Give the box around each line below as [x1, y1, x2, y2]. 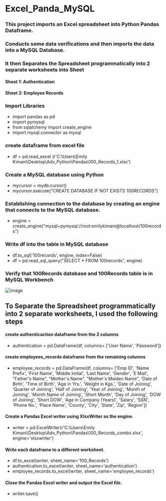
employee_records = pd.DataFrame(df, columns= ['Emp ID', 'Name [12, 365, 150, 371]
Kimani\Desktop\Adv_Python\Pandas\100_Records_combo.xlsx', [12, 430, 143, 436]
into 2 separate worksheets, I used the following [5, 310, 158, 318]
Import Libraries [5, 103, 45, 110]
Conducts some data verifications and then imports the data [5, 40, 155, 47]
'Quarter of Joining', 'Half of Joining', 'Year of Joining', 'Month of [12, 386, 146, 392]
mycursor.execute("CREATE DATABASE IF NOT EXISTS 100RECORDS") [12, 188, 159, 194]
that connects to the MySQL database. [5, 206, 101, 213]
